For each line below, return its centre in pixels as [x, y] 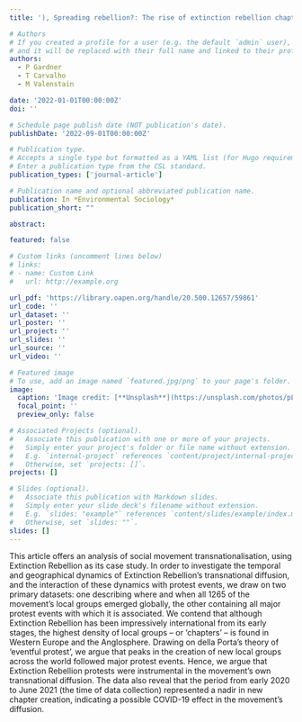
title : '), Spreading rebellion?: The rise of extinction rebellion [140, 18]
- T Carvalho [42, 76]
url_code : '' [34, 306]
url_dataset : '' [40, 315]
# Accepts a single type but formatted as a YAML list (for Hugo [134, 158]
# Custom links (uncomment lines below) [86, 257]
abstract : [28, 224]
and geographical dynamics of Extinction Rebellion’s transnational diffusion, [150, 575]
